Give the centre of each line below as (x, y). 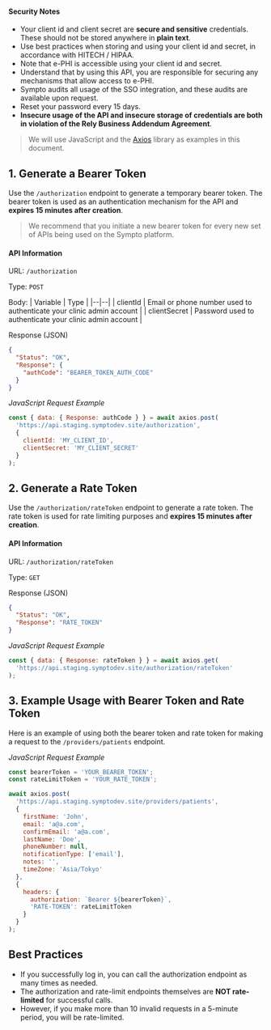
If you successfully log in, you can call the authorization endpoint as (133, 974)
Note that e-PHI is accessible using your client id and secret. (121, 64)
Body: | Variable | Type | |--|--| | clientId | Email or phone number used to (130, 303)
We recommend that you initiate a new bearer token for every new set (144, 226)
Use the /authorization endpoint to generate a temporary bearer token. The (135, 193)
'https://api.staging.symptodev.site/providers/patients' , (117, 802)
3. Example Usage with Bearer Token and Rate (127, 701)
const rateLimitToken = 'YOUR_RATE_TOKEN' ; (83, 780)
